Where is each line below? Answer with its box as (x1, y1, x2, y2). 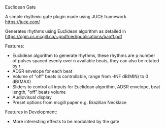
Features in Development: (5, 109, 58, 115)
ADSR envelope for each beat (12, 68, 72, 74)
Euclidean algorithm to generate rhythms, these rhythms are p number (12, 52, 155, 58)
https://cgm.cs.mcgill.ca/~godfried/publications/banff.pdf (5, 34, 122, 39)
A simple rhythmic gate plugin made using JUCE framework (5, 14, 127, 19)
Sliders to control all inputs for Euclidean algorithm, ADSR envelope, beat (12, 84, 160, 90)
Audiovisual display (12, 94, 52, 100)
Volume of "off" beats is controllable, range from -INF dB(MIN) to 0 (12, 74, 149, 79)
